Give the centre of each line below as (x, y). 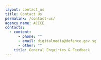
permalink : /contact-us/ (30, 18)
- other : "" (30, 45)
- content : (20, 32)
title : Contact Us (24, 14)
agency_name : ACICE (25, 23)
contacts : (15, 28)
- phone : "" (30, 37)
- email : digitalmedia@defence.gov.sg (57, 41)
